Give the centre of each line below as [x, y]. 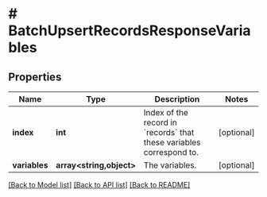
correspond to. [171, 152]
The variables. [170, 165]
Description [177, 99]
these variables [172, 142]
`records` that [169, 132]
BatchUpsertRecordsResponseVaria [130, 31]
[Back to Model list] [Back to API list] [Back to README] [99, 185]
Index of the [166, 112]
